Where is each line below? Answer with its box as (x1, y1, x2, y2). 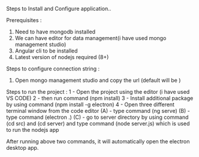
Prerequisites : (6, 17, 42, 23)
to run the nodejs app (6, 127, 59, 133)
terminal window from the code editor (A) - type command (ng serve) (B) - (6, 107, 190, 114)
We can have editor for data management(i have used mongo (14, 35, 167, 41)
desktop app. (6, 144, 39, 151)
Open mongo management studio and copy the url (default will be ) (14, 77, 181, 84)
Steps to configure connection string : (6, 65, 100, 72)
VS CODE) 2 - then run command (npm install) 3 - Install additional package (6, 95, 194, 101)
